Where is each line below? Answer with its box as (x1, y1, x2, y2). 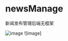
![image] (24, 30, 42, 36)
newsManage (5, 3, 63, 14)
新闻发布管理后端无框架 (5, 20, 54, 26)
